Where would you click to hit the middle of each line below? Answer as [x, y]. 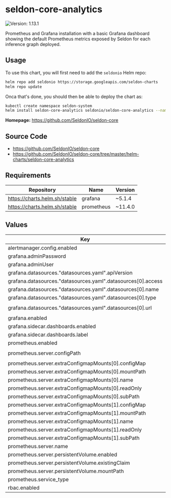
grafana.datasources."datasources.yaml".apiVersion [70, 272]
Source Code [26, 136]
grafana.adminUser [31, 264]
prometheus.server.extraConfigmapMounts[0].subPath [74, 396]
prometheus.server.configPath [44, 353]
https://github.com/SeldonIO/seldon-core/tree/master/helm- [76, 154]
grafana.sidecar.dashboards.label [48, 334]
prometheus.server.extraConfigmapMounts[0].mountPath [77, 371]
